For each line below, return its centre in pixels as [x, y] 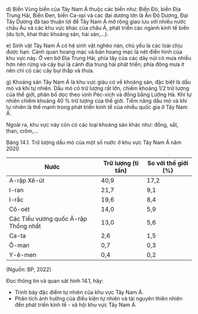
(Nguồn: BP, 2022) [29, 269]
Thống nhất [25, 226]
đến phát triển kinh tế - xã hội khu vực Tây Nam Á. [76, 305]
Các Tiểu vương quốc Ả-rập [48, 219]
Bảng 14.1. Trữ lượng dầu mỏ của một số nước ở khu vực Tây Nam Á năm [94, 142]
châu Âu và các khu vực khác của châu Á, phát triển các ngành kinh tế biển [98, 28]
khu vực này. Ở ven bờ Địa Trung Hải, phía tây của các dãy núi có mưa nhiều [99, 58]
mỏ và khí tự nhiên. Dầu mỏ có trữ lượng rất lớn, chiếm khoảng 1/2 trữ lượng [98, 88]
